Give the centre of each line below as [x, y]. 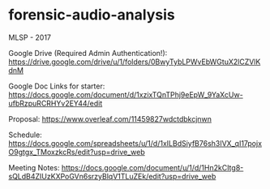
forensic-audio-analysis [92, 15]
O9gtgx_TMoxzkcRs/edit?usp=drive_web [77, 152]
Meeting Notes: [34, 167]
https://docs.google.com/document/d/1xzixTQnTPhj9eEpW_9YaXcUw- [126, 94]
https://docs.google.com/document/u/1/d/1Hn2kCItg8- [152, 167]
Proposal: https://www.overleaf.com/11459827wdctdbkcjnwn [110, 118]
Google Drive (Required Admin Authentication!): [88, 53]
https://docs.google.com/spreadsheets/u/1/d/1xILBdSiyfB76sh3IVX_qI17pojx [135, 143]
